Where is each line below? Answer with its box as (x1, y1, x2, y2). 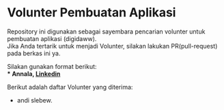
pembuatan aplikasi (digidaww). (7, 34, 97, 42)
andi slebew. (16, 96, 53, 104)
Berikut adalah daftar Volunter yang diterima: (7, 83, 133, 91)
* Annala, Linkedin (7, 70, 61, 78)
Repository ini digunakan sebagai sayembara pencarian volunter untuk (7, 27, 206, 36)
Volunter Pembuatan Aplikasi (7, 5, 176, 20)
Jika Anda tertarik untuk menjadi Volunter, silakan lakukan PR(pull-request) (7, 42, 218, 50)
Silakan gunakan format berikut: (7, 62, 97, 70)
